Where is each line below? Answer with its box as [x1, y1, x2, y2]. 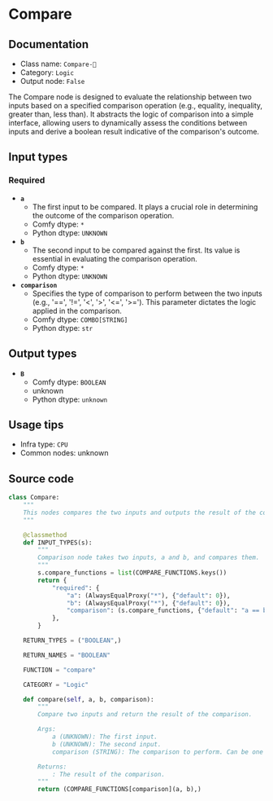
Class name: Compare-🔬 [19, 59, 97, 68]
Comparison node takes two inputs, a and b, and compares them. [37, 553, 260, 562]
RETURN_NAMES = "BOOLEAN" [23, 651, 111, 659]
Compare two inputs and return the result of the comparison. [37, 711, 253, 719]
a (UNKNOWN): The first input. [51, 733, 158, 741]
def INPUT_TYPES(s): [23, 539, 93, 547]
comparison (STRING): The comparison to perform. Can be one [51, 747, 264, 756]
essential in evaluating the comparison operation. [32, 253, 197, 263]
